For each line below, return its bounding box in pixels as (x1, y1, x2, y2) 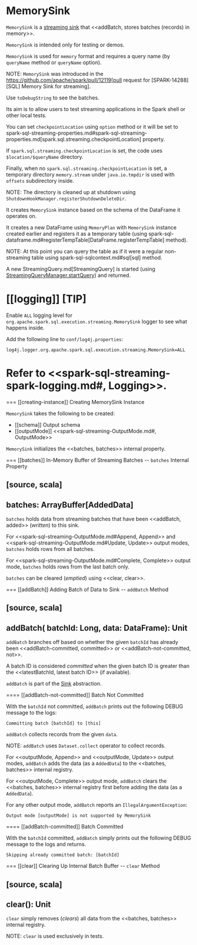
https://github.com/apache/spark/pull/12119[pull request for (6, 76, 151, 84)
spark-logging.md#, (6, 379, 106, 392)
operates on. (6, 212, 37, 219)
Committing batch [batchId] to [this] (6, 720, 101, 727)
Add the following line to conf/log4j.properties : (6, 335, 123, 342)
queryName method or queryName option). (6, 59, 102, 66)
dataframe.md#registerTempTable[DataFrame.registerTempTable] (6, 236, 165, 243)
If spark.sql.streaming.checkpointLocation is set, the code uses (6, 147, 163, 154)
